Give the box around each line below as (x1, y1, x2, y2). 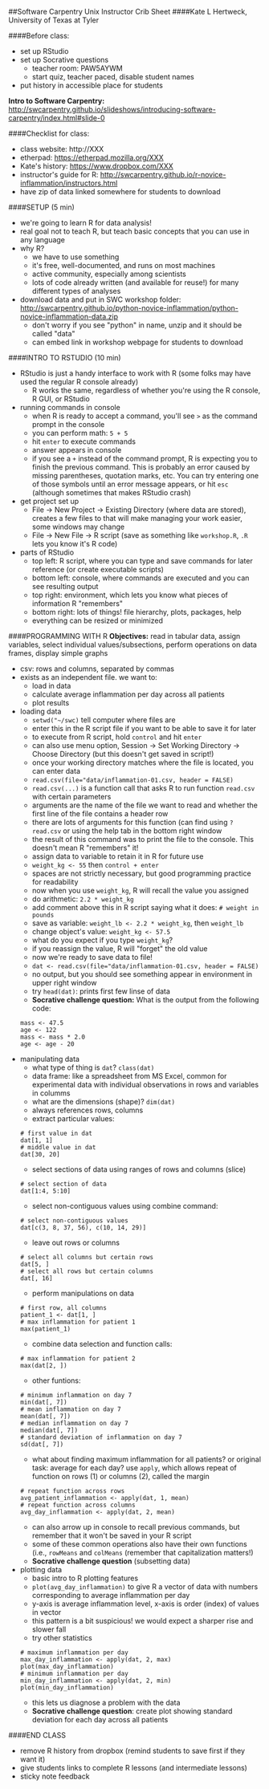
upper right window (31, 978, 97, 987)
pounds (31, 911, 55, 919)
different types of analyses (31, 287, 121, 295)
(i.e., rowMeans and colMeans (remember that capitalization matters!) (31, 1548, 255, 1557)
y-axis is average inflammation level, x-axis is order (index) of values (31, 1599, 259, 1608)
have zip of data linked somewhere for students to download (19, 187, 221, 196)
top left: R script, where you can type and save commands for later (31, 556, 253, 565)
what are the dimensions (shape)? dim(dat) (31, 1097, 175, 1106)
